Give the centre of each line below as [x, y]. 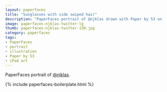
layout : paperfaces [25, 10]
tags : [11, 38]
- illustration [21, 51]
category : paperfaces [28, 33]
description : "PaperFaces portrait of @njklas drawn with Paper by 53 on [84, 19]
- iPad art [16, 61]
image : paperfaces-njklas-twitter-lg [44, 24]
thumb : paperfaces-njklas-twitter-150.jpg [50, 28]
